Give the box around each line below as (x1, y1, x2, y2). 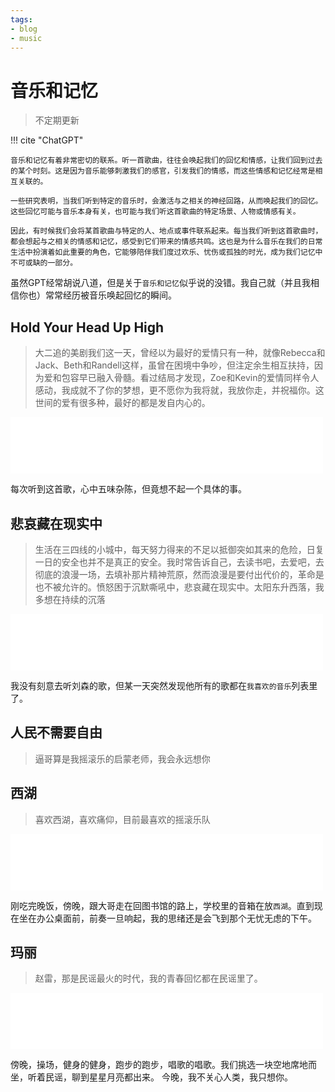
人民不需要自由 (10, 724, 103, 741)
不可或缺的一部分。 (10, 258, 78, 268)
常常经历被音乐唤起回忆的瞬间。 (44, 289, 177, 301)
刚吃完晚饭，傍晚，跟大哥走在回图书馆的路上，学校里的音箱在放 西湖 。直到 (10, 899, 315, 911)
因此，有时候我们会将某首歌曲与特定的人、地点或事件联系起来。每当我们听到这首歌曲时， (10, 226, 323, 236)
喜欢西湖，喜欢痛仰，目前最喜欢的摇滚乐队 (34, 813, 211, 825)
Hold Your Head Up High (10, 319, 165, 336)
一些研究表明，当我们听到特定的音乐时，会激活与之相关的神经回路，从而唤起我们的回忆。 (10, 196, 323, 206)
